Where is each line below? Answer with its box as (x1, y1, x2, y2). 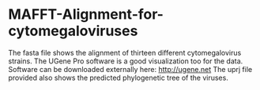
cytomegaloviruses (8, 22, 138, 40)
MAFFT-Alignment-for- (8, 5, 164, 23)
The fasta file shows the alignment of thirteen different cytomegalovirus (8, 48, 242, 57)
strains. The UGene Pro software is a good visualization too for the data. (8, 56, 243, 66)
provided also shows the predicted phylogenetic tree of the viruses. (8, 73, 229, 82)
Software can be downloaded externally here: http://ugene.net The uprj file (8, 64, 253, 74)
